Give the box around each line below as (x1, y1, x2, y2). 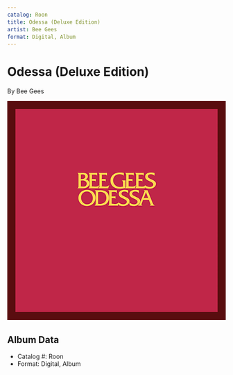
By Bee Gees (7, 87, 44, 95)
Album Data (7, 334, 60, 346)
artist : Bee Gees (7, 26, 58, 33)
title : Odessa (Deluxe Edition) (7, 18, 101, 26)
